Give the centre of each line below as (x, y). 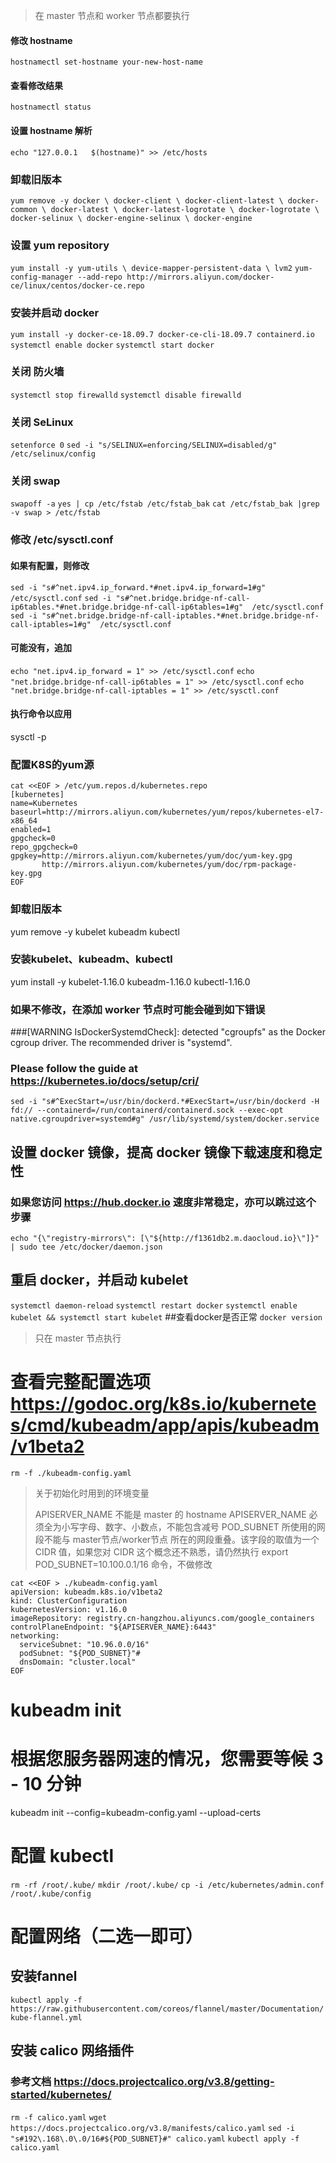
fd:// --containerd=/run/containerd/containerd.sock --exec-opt (147, 1110)
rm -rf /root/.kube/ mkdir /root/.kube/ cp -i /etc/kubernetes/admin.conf (167, 1885)
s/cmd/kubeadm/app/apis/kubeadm (165, 1425)
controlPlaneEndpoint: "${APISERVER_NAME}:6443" (113, 1627)
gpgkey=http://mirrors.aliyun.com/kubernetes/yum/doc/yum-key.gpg (151, 856)
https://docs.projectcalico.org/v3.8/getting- (164, 2082)
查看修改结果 (36, 85)
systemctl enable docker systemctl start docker (112, 345)
